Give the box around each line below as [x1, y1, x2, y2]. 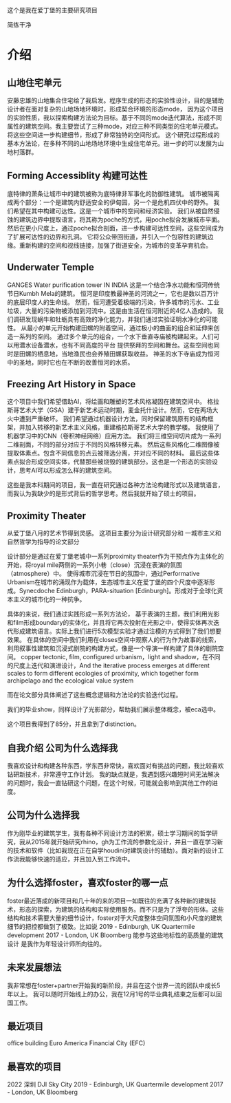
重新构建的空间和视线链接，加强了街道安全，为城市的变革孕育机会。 [19, 241, 212, 249]
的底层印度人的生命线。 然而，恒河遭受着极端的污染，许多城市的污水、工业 [7, 298, 220, 306]
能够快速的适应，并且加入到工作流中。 [25, 855, 134, 863]
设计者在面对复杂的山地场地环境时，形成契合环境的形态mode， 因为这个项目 [7, 105, 224, 113]
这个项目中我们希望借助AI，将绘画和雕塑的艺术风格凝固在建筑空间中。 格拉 [7, 398, 220, 406]
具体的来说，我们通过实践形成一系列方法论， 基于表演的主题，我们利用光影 [7, 610, 220, 618]
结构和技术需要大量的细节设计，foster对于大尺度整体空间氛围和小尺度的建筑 [7, 914, 223, 922]
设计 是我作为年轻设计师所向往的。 [7, 939, 105, 947]
